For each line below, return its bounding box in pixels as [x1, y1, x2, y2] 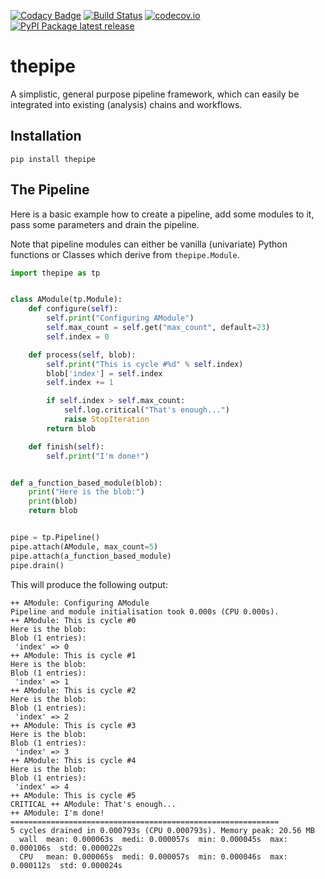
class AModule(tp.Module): [10, 295, 123, 305]
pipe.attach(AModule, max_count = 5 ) [10, 541, 159, 552]
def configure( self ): [28, 304, 118, 314]
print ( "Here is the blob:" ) [28, 487, 145, 497]
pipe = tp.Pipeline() [10, 533, 101, 543]
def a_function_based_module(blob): [10, 478, 163, 488]
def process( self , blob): [28, 350, 137, 360]
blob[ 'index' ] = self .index [46, 368, 163, 379]
